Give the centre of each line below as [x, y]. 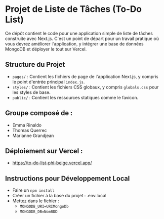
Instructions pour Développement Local [67, 178]
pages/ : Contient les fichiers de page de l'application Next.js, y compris [85, 76]
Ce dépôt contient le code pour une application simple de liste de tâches [79, 33]
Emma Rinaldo [27, 125]
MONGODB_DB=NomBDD [39, 212]
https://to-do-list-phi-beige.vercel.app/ [52, 163]
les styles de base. [31, 92]
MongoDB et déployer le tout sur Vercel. [46, 49]
